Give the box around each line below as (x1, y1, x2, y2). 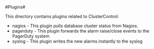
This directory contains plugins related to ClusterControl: (5, 14, 119, 19)
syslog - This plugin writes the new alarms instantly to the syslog (12, 38, 143, 44)
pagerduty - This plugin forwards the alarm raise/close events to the (12, 28, 150, 33)
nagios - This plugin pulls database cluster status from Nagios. (12, 23, 138, 29)
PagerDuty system (12, 33, 50, 39)
